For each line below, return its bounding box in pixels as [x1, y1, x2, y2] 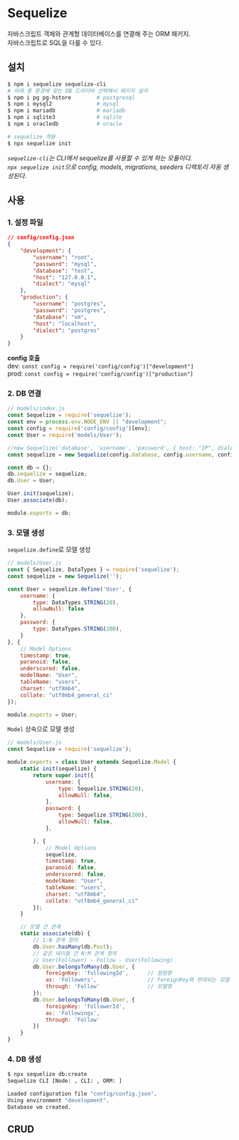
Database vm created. [7, 1103, 72, 1111]
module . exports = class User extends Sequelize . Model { [7, 759, 176, 766]
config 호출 [7, 354, 41, 363]
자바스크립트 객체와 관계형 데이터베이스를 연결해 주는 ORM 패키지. [7, 29, 191, 38]
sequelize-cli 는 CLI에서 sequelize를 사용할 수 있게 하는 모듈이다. [7, 153, 193, 162]
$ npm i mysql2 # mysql [7, 100, 119, 108]
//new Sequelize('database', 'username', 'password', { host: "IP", [7, 444, 215, 452]
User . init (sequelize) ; [7, 490, 75, 497]
